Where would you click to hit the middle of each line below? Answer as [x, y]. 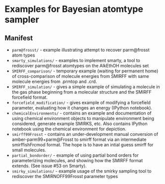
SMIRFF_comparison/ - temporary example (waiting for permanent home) [85, 71]
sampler [22, 20]
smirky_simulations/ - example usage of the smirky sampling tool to [82, 171]
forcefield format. [30, 97]
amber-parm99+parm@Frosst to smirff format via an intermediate [79, 139]
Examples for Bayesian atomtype [74, 9]
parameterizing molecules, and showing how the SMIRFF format [77, 160]
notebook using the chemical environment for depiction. [69, 129]
